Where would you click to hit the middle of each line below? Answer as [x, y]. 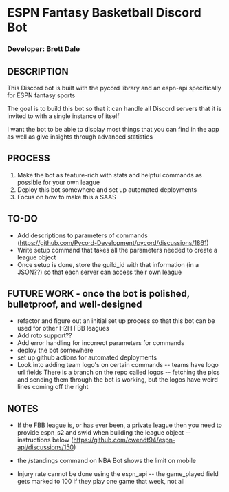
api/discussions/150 [45, 447]
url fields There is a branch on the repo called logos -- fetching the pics [118, 372]
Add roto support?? [44, 335]
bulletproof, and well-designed [75, 304]
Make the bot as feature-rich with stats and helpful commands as [110, 175]
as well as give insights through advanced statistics [80, 137]
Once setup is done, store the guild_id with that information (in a [108, 264]
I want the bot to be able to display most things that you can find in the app [113, 129]
